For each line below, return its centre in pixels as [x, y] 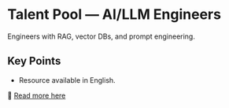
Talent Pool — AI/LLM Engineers [114, 15]
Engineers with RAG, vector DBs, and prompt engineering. [102, 36]
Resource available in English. [67, 80]
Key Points [34, 61]
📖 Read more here [37, 95]
